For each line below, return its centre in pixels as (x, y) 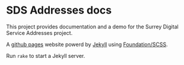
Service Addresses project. (39, 32)
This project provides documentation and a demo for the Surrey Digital (93, 27)
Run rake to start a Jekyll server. (46, 56)
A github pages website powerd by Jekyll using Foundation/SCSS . (87, 44)
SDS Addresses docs (59, 10)
